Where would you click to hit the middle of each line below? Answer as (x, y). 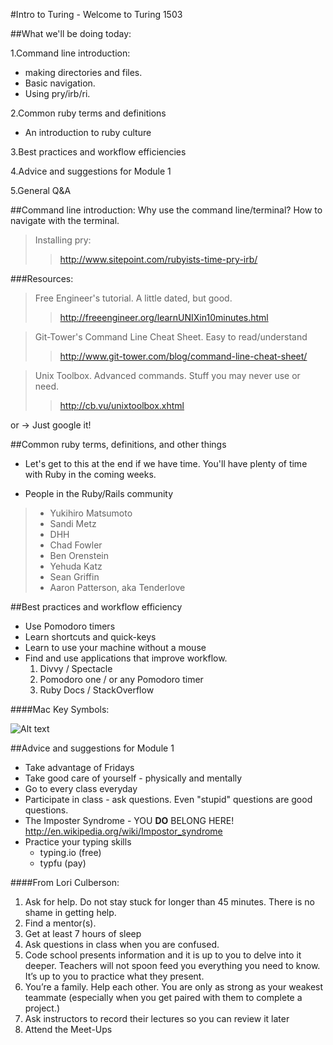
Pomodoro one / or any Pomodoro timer (121, 679)
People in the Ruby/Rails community (99, 493)
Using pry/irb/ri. (57, 93)
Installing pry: (63, 240)
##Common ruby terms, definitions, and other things (118, 444)
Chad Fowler (76, 545)
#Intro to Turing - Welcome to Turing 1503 (96, 14)
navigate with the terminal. (65, 220)
